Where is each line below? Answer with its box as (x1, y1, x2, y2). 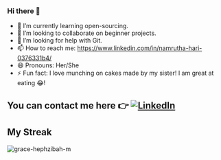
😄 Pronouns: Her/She (16, 61, 80, 69)
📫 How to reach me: (16, 44, 76, 52)
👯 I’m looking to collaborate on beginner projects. (16, 29, 156, 37)
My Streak (7, 126, 52, 138)
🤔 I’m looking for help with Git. (16, 36, 103, 45)
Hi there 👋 (7, 6, 41, 16)
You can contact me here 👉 (7, 100, 129, 111)
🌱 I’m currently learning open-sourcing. (16, 22, 129, 30)
